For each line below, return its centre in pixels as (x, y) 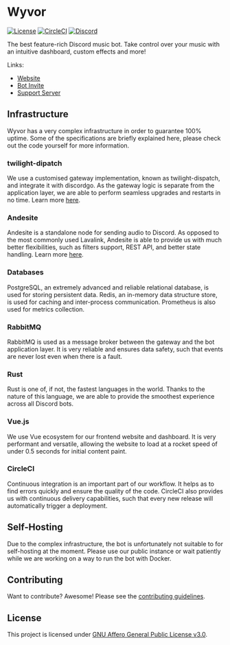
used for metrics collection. (46, 309)
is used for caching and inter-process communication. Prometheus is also (112, 302)
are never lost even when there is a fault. (65, 356)
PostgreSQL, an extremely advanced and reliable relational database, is (108, 287)
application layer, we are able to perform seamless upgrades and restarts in (114, 193)
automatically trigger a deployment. (57, 506)
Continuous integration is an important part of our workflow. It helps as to (111, 484)
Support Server (39, 93)
